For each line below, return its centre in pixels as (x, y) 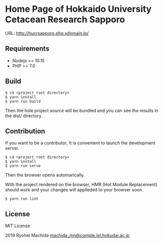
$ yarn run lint (22, 199)
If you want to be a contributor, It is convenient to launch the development (80, 143)
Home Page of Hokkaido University (78, 9)
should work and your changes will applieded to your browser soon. (74, 190)
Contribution (25, 131)
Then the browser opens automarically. (45, 175)
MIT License (18, 226)
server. (12, 148)
